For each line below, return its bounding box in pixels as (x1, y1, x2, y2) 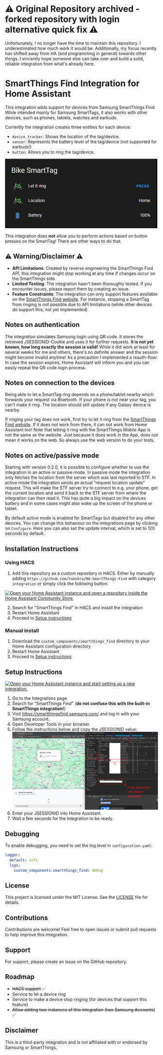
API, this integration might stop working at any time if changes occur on (12, 270, 155, 276)
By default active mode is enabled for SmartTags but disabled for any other (5, 515, 155, 521)
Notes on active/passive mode (5, 451, 99, 459)
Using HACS (5, 559, 35, 566)
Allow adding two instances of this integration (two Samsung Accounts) (12, 1006, 155, 1013)
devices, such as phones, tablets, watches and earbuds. (5, 114, 118, 120)
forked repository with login (5, 14, 120, 25)
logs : (9, 863, 21, 868)
